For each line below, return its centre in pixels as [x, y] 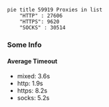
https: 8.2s [32, 91]
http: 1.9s [30, 83]
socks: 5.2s [33, 98]
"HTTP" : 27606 [41, 16]
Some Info [25, 44]
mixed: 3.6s [33, 76]
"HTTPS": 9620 [39, 22]
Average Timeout [32, 61]
